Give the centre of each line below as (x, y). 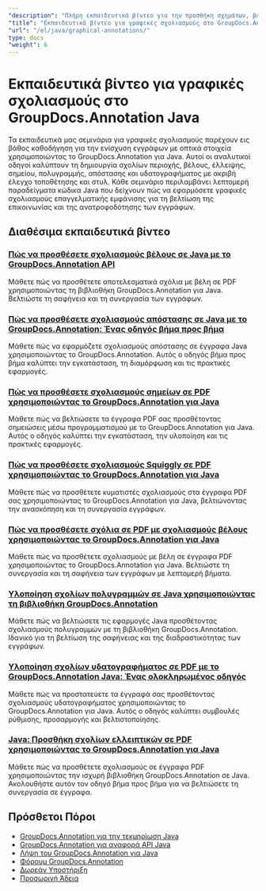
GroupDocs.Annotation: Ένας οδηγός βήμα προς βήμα (116, 329)
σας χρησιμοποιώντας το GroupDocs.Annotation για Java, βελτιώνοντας (127, 501)
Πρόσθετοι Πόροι (52, 817)
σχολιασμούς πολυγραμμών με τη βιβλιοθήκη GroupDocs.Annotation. (123, 630)
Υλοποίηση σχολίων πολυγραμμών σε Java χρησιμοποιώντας (132, 593)
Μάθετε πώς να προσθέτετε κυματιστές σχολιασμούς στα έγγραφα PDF (128, 492)
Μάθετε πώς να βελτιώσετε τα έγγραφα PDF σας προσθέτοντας (115, 419)
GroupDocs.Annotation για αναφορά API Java (95, 844)
